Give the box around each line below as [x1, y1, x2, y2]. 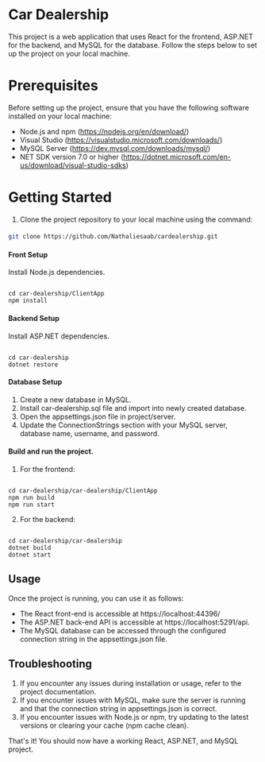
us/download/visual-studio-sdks [19, 161, 127, 170]
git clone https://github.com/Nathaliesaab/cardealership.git [8, 233, 218, 241]
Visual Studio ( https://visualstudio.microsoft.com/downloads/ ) [19, 135, 223, 145]
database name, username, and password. [19, 428, 160, 438]
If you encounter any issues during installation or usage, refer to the [19, 678, 242, 688]
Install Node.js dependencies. [8, 268, 106, 277]
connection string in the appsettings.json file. [19, 634, 168, 644]
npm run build [8, 494, 56, 502]
